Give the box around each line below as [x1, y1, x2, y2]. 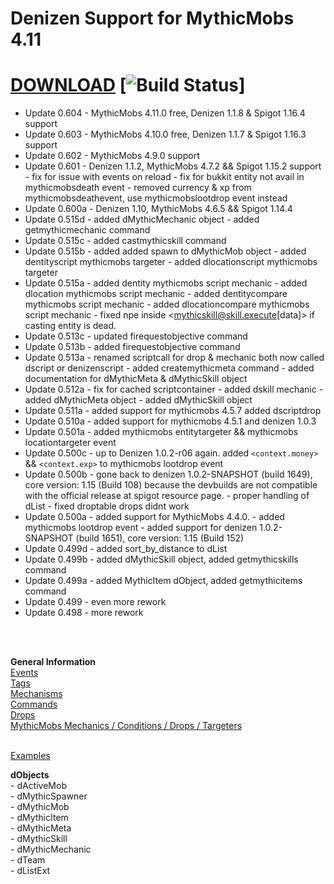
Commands [10, 698, 58, 711]
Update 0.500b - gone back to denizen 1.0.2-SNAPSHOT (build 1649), [24, 468, 313, 481]
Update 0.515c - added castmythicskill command [24, 235, 227, 247]
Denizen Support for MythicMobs [10, 7, 295, 30]
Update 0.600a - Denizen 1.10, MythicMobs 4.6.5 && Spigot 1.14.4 [24, 203, 293, 215]
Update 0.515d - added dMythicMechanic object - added [24, 213, 260, 226]
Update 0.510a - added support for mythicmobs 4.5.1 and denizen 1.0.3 [24, 415, 317, 427]
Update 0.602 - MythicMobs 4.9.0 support [24, 150, 200, 162]
